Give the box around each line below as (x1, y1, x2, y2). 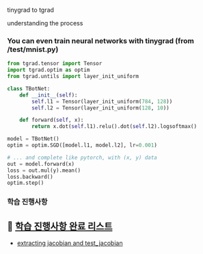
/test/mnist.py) (7, 45, 59, 54)
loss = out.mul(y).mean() (7, 167, 81, 174)
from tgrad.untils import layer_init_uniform (7, 73, 139, 80)
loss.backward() (7, 173, 53, 180)
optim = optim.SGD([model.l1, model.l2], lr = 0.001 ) (7, 142, 157, 149)
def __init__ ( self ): (19, 92, 78, 99)
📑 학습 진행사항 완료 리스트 (7, 220, 113, 232)
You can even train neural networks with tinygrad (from (7, 36, 195, 45)
